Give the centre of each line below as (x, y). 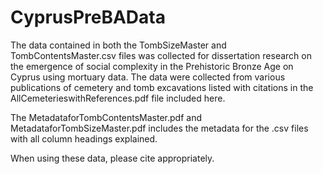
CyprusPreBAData (88, 17)
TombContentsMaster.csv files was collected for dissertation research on (161, 55)
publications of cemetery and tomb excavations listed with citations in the (162, 87)
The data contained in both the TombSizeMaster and (118, 45)
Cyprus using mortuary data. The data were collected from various (148, 77)
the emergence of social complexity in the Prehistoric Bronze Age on (152, 66)
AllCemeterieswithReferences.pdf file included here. (118, 98)
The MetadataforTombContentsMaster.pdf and (106, 117)
